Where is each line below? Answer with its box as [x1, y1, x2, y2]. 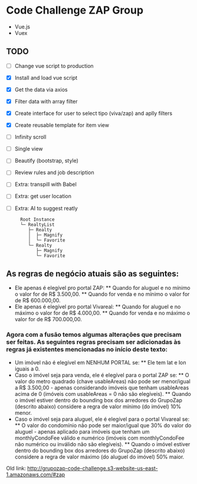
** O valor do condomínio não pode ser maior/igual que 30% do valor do [14, 421, 192, 429]
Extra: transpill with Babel [14, 181, 77, 188]
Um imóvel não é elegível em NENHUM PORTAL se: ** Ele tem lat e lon [14, 359, 187, 366]
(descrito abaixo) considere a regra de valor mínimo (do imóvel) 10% [14, 403, 182, 410]
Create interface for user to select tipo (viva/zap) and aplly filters [14, 110, 173, 117]
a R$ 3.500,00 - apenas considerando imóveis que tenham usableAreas [14, 384, 189, 391]
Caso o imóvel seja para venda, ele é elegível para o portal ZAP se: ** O [14, 371, 189, 379]
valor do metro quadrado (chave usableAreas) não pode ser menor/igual [14, 377, 191, 385]
